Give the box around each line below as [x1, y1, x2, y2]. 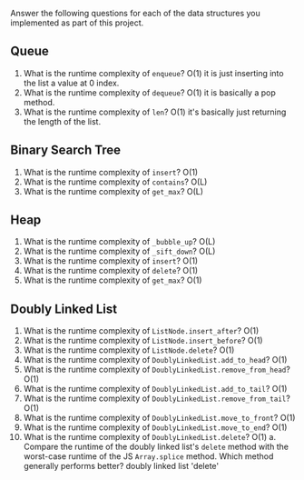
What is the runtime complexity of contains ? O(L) [23, 176, 208, 187]
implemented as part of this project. [10, 17, 144, 28]
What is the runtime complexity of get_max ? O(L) [23, 185, 203, 196]
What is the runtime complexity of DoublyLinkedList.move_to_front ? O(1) [23, 413, 296, 424]
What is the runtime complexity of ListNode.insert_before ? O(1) [23, 335, 263, 346]
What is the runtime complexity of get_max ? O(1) [23, 275, 202, 285]
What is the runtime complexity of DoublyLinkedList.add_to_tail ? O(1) [23, 384, 288, 395]
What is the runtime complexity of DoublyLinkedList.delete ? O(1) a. [23, 432, 276, 443]
